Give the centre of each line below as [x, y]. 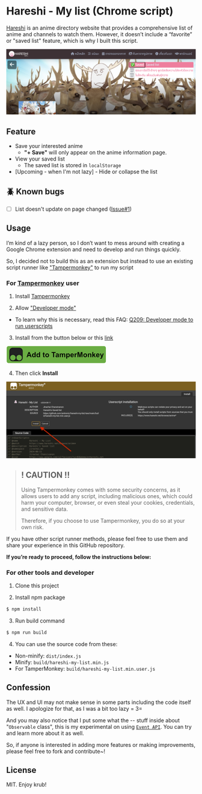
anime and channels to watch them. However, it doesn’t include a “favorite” [99, 34]
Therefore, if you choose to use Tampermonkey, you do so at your [103, 520]
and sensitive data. [44, 509]
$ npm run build [26, 632]
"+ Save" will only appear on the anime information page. [95, 153]
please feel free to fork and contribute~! [56, 751]
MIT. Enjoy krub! [26, 785]
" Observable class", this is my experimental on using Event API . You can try [99, 726]
